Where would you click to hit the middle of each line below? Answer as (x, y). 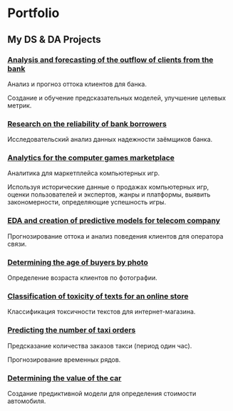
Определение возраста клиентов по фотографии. (83, 278)
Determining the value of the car (64, 378)
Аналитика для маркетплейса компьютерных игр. (84, 173)
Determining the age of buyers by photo (78, 262)
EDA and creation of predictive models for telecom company (114, 221)
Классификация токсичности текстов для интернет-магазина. (102, 312)
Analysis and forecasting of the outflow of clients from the (110, 60)
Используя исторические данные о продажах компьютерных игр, (108, 187)
